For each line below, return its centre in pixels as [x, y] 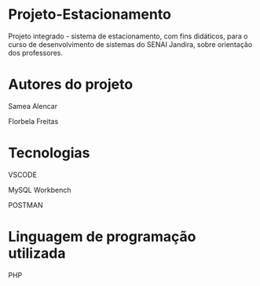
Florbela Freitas [33, 121]
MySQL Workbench [40, 190]
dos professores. [36, 52]
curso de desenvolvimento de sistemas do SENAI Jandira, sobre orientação [130, 44]
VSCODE [23, 175]
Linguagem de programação [102, 237]
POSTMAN [26, 205]
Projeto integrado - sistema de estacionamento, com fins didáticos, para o [128, 36]
